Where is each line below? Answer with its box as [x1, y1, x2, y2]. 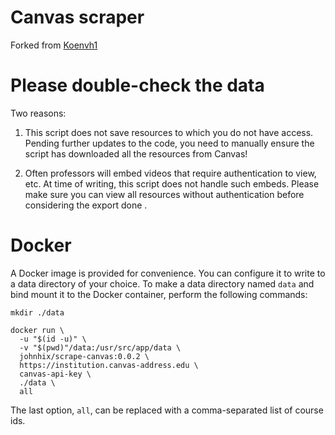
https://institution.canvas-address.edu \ [19, 360, 199, 370]
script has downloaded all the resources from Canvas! [24, 147, 248, 160]
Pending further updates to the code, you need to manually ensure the [24, 137, 315, 149]
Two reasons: [10, 107, 67, 119]
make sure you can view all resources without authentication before [24, 188, 305, 200]
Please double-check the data [10, 74, 265, 97]
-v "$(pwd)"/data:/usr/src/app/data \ [19, 342, 182, 353]
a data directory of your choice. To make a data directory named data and [10, 277, 315, 290]
